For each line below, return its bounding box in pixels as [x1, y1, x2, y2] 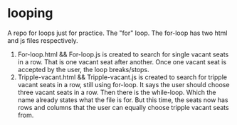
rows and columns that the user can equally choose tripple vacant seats [17, 103, 229, 111]
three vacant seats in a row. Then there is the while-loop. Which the [17, 88, 216, 96]
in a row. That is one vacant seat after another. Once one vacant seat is [17, 57, 226, 66]
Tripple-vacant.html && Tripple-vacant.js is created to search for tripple [17, 73, 228, 81]
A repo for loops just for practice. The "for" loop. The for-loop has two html [7, 29, 228, 37]
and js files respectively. [7, 36, 78, 44]
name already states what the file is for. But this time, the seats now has [17, 95, 228, 104]
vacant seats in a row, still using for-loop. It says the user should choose [17, 80, 230, 89]
